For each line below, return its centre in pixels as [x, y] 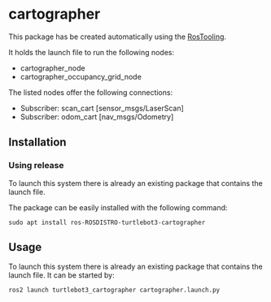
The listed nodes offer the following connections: [91, 92]
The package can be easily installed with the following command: [118, 207]
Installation [37, 142]
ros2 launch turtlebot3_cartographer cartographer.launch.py [114, 290]
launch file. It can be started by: [62, 275]
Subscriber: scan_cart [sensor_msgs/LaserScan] [102, 108]
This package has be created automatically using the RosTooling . [117, 37]
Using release [36, 166]
